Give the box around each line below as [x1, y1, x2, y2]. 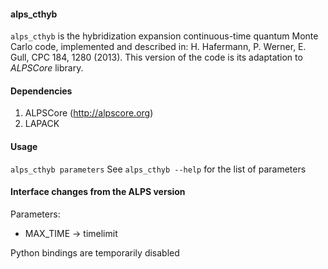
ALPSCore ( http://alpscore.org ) [24, 107, 154, 119]
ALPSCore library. [10, 62, 84, 74]
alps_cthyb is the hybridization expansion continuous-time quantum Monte [10, 30, 319, 42]
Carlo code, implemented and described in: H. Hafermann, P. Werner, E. [10, 41, 307, 53]
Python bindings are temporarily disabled [10, 246, 180, 259]
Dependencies [10, 85, 73, 97]
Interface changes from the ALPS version [10, 186, 186, 198]
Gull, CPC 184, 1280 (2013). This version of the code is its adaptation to [10, 51, 303, 64]
